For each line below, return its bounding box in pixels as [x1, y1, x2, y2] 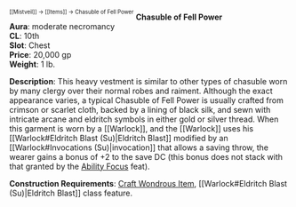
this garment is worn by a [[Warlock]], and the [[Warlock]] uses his [9, 123, 254, 133]
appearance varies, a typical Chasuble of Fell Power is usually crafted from [9, 94, 284, 106]
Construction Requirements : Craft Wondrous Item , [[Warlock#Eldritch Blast [9, 178, 287, 188]
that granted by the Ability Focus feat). [9, 161, 150, 171]
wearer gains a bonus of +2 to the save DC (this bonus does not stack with [9, 151, 283, 162]
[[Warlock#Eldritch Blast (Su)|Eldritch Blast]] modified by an [9, 132, 228, 143]
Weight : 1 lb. [9, 59, 56, 69]
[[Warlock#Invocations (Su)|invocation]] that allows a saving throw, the [9, 142, 269, 153]
